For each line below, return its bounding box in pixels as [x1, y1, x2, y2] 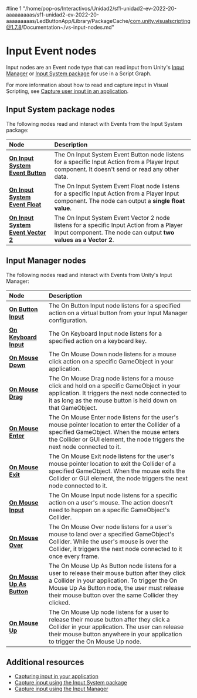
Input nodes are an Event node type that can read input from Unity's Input [6, 64, 185, 71]
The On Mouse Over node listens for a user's [49, 523, 172, 531]
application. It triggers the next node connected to [49, 389, 187, 397]
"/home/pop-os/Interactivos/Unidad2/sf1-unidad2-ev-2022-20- [22, 5, 177, 12]
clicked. [49, 598, 70, 606]
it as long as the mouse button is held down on [49, 396, 177, 405]
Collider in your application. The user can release [49, 623, 184, 631]
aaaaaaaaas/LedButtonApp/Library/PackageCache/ [6, 18, 131, 24]
